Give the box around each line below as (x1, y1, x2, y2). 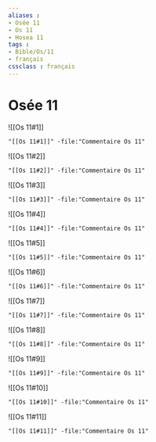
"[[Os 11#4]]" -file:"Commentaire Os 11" (8, 225, 146, 232)
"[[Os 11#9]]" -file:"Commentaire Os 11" (8, 369, 146, 377)
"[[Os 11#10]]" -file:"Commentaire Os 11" (8, 398, 149, 406)
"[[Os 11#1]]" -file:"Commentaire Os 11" (8, 137, 146, 145)
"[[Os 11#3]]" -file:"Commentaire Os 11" (8, 195, 146, 203)
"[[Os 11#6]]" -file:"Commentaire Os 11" (8, 282, 146, 290)
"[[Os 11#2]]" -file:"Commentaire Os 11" (8, 166, 146, 174)
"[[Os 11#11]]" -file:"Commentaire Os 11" (8, 427, 149, 435)
